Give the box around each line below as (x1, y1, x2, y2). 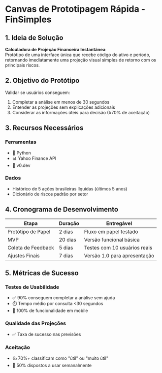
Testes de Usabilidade (5, 283, 60, 290)
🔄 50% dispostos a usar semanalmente (12, 362, 92, 368)
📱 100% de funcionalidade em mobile (12, 308, 88, 313)
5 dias (59, 244, 73, 251)
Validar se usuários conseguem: (5, 90, 70, 95)
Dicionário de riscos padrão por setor (12, 191, 89, 197)
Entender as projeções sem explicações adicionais (12, 104, 115, 110)
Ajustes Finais (7, 252, 40, 259)
